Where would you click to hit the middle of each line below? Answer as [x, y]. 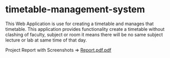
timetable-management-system [75, 9]
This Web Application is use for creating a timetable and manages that [80, 24]
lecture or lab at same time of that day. [46, 40]
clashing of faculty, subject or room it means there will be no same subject [84, 34]
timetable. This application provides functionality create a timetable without [85, 29]
